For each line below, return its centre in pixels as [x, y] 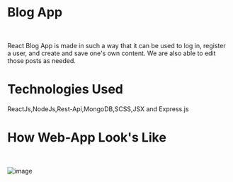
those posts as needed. [41, 60]
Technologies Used [66, 90]
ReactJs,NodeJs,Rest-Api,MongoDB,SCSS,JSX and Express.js [98, 109]
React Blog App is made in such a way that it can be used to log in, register [116, 45]
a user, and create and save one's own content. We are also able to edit [112, 53]
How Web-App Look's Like [87, 138]
